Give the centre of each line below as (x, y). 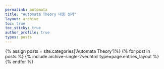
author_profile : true (27, 33)
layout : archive (22, 19)
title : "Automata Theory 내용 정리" (41, 14)
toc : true (15, 23)
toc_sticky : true (23, 28)
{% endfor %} (19, 62)
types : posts (19, 37)
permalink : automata (27, 10)
